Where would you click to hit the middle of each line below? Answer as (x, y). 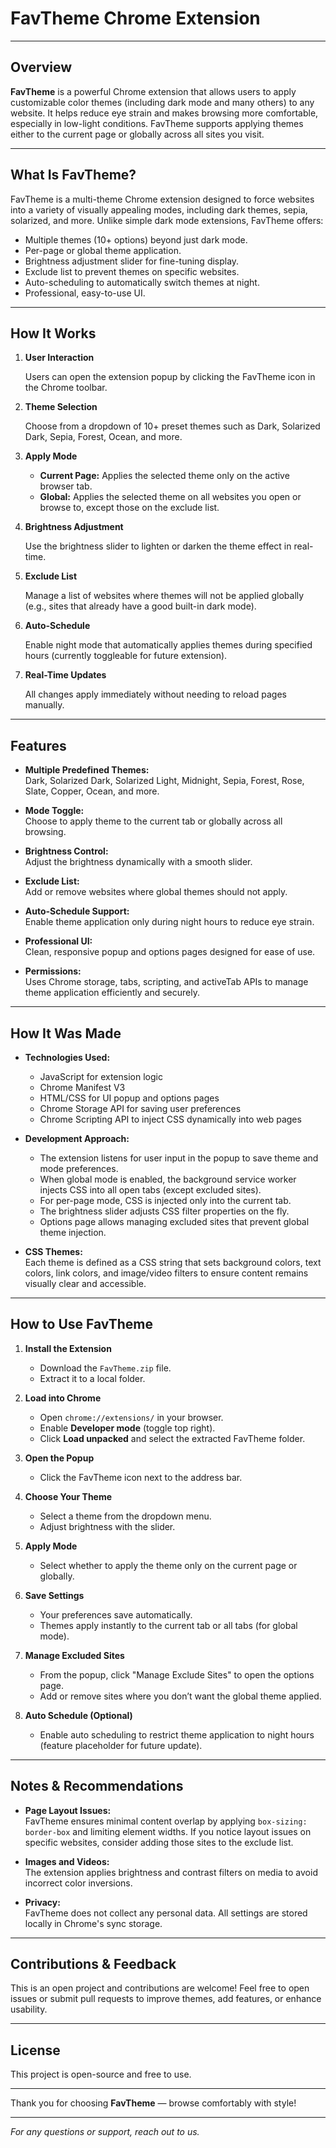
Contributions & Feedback (93, 1964)
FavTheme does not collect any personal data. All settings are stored (166, 1913)
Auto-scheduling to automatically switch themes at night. (142, 282)
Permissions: (53, 971)
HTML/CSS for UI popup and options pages (129, 1098)
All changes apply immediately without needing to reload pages (155, 694)
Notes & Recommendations (97, 1786)
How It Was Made (66, 1033)
